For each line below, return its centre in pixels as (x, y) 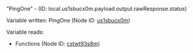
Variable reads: (25, 32)
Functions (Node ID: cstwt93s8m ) (58, 44)
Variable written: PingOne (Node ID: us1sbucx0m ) (68, 20)
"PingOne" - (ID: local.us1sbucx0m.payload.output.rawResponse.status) (97, 9)
